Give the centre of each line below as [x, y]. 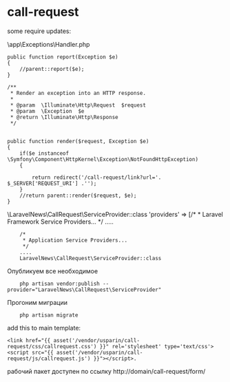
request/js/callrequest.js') [49, 359]
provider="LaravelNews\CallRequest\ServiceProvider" [84, 290]
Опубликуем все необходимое [53, 271]
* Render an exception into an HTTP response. [78, 93]
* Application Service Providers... [75, 240]
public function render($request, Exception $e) [78, 141]
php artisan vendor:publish [60, 284]
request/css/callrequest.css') [52, 346]
